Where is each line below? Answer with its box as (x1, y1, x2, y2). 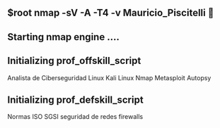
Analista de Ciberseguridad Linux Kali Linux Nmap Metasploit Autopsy (7, 73, 212, 82)
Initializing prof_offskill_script (7, 55, 141, 67)
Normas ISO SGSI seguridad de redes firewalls (7, 113, 144, 121)
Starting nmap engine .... (7, 31, 120, 43)
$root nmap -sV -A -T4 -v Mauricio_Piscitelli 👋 (7, 7, 214, 19)
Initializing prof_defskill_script (7, 94, 144, 105)
